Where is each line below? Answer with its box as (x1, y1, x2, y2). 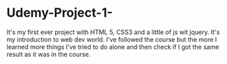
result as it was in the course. (6, 50, 91, 58)
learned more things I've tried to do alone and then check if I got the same (6, 42, 219, 51)
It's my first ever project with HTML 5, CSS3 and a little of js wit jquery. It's (6, 28, 220, 36)
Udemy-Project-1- (6, 5, 113, 21)
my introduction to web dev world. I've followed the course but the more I (6, 35, 217, 43)
